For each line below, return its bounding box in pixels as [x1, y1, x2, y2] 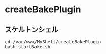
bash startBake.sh [5, 44, 51, 49]
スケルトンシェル [5, 25, 58, 34]
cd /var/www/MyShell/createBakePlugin [5, 39, 101, 44]
